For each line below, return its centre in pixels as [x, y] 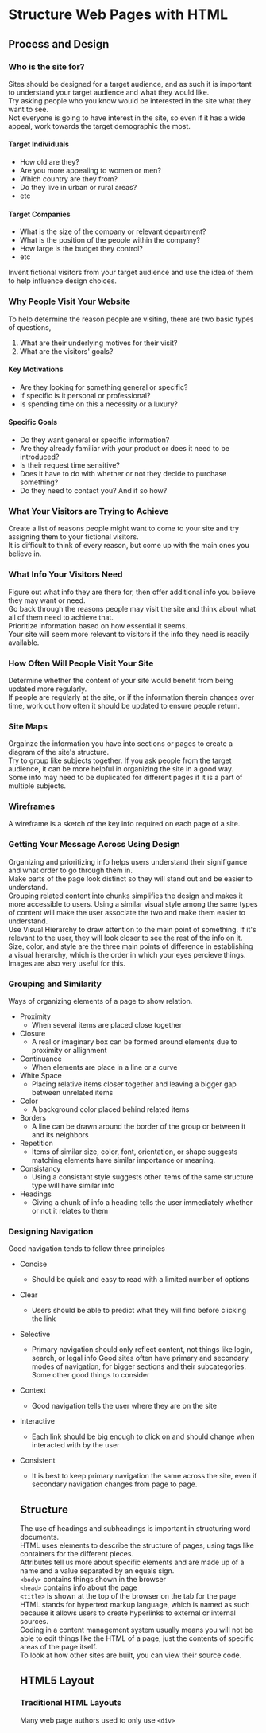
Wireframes [32, 806]
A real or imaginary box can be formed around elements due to [135, 1042]
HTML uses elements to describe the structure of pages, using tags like [137, 1545]
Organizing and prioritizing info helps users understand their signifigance [128, 861]
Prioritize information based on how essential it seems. [98, 625]
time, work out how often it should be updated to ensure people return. [124, 705]
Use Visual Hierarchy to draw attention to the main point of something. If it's [132, 929]
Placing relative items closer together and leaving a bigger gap [134, 1084]
